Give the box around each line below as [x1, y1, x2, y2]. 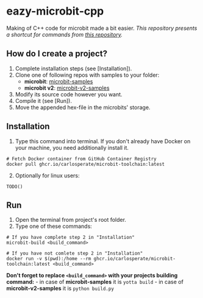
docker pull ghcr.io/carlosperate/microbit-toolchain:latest [6, 161, 165, 167]
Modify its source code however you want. [15, 90, 123, 98]
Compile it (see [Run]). [15, 97, 72, 104]
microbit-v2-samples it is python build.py [6, 285, 115, 292]
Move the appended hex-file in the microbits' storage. [15, 104, 151, 111]
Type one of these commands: [15, 222, 93, 230]
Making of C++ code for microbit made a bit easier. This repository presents [6, 24, 198, 32]
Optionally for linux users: [15, 172, 80, 179]
